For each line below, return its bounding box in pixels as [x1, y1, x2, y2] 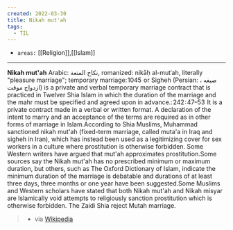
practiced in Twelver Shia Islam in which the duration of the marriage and [7, 91, 216, 99]
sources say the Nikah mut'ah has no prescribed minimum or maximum [7, 157, 211, 165]
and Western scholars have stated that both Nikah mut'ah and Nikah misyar [7, 187, 223, 195]
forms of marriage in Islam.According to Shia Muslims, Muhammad [7, 120, 198, 129]
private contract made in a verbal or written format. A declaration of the [7, 106, 212, 114]
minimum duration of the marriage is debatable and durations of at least [7, 172, 213, 181]
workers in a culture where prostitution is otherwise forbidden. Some [7, 142, 204, 151]
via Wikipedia [34, 215, 74, 223]
